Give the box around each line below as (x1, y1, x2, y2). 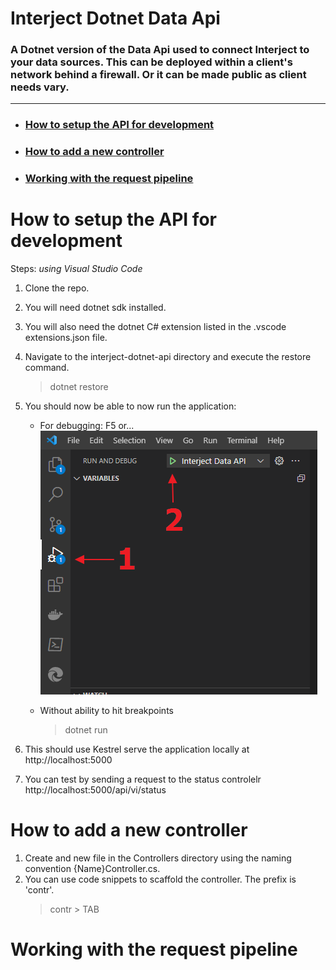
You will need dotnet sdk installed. (24, 302, 167, 314)
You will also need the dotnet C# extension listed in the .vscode (24, 321, 287, 333)
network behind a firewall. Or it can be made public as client (10, 68, 307, 82)
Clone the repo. (24, 282, 90, 294)
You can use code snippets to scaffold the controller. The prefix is (24, 873, 297, 886)
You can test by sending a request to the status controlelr (24, 773, 262, 786)
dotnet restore (49, 381, 109, 393)
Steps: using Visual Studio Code (10, 263, 143, 275)
